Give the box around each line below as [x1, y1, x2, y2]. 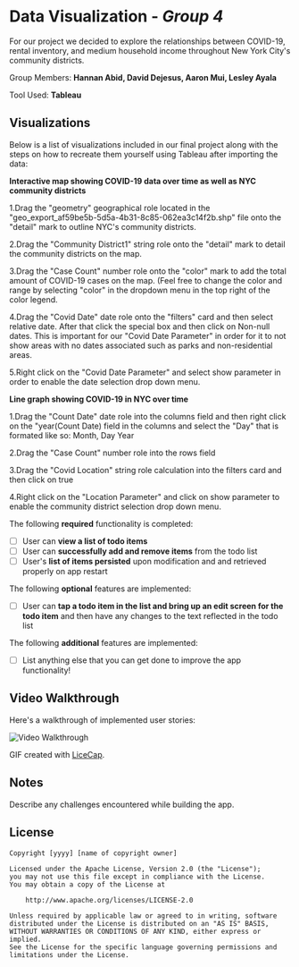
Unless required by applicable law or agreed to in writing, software [9, 911, 278, 920]
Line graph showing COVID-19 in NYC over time [9, 394, 189, 404]
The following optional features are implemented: [9, 583, 192, 594]
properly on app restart [21, 565, 109, 576]
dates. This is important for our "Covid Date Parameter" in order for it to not [9, 330, 287, 341]
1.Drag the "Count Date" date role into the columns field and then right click [9, 411, 287, 421]
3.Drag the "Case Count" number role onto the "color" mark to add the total [9, 266, 287, 276]
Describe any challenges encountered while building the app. [9, 799, 235, 810]
